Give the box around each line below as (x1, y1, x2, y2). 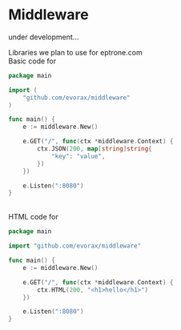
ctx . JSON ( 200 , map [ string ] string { (37, 145, 152, 153)
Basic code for (8, 56, 57, 66)
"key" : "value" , (50, 152, 106, 160)
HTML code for (8, 212, 58, 222)
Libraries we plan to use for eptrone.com (8, 47, 143, 57)
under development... (8, 32, 79, 42)
